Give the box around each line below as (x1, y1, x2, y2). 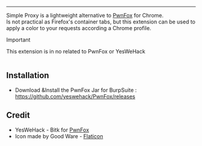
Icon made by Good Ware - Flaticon (14, 132, 103, 139)
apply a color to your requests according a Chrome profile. (6, 25, 151, 31)
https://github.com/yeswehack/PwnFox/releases (14, 93, 135, 100)
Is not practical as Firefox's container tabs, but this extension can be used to (6, 18, 196, 25)
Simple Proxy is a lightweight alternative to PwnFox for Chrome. (6, 12, 164, 19)
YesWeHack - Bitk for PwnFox (14, 126, 90, 133)
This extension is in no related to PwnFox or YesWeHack (6, 48, 145, 55)
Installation (6, 70, 49, 81)
